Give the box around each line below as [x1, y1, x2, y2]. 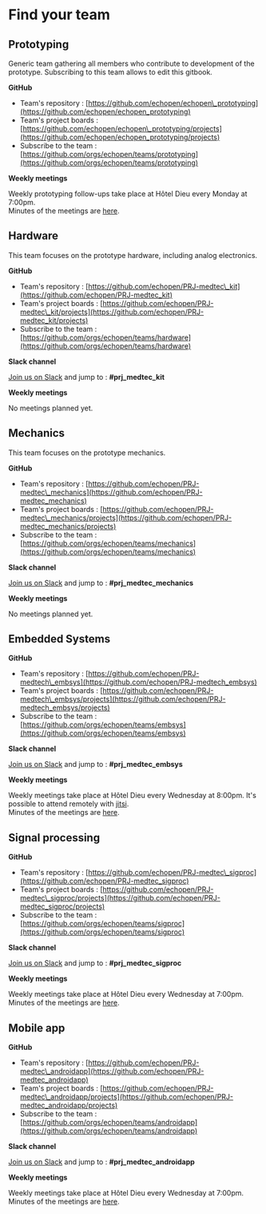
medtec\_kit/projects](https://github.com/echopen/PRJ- [19, 307, 204, 317]
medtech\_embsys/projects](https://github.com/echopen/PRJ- [19, 695, 226, 704]
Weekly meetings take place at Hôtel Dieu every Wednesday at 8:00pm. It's [8, 791, 257, 801]
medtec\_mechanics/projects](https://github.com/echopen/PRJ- [19, 513, 232, 522]
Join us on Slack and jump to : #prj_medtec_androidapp [8, 1157, 196, 1167]
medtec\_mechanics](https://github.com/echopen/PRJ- [19, 487, 203, 497]
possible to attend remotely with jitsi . [8, 799, 129, 809]
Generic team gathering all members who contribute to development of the [8, 58, 255, 68]
